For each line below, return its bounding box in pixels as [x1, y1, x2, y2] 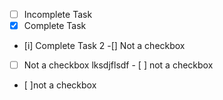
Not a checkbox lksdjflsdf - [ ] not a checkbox [23, 59, 214, 71]
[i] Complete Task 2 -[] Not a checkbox [23, 40, 186, 52]
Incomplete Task [23, 9, 93, 20]
